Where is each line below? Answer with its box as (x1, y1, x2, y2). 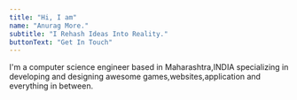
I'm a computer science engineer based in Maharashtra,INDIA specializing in (9, 62, 289, 73)
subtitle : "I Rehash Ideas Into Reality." (9, 29, 168, 38)
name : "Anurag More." (9, 21, 90, 30)
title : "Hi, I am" (9, 12, 77, 22)
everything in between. (9, 81, 94, 91)
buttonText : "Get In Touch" (9, 37, 113, 47)
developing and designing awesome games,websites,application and (9, 72, 262, 82)
